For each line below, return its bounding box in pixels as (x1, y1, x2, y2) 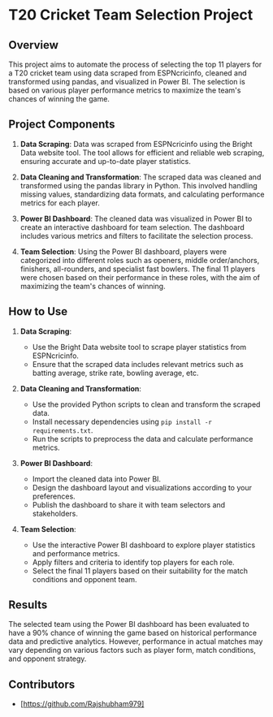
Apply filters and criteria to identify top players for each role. (32, 557, 235, 567)
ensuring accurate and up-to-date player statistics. (19, 156, 191, 166)
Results (8, 598, 48, 612)
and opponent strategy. (8, 654, 87, 663)
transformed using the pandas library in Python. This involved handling (19, 180, 258, 190)
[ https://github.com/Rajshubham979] (19, 699, 145, 709)
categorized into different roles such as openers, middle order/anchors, (19, 255, 260, 265)
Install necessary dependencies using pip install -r (32, 417, 213, 426)
